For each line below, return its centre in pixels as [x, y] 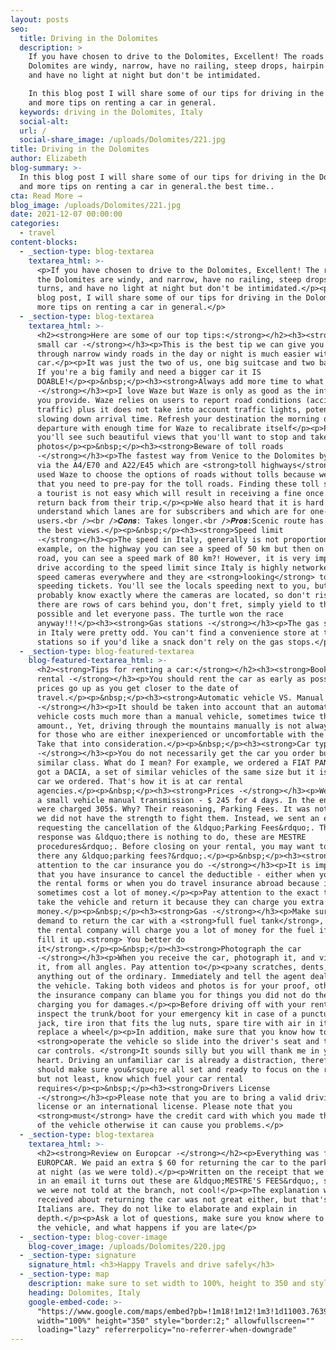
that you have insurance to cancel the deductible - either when [175, 874]
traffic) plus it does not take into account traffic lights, [169, 409]
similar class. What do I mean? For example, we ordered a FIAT [173, 763]
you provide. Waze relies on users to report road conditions [169, 400]
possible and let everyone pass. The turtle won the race [160, 614]
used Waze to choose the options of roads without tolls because [175, 474]
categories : [35, 224]
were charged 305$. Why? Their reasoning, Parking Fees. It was [173, 809]
